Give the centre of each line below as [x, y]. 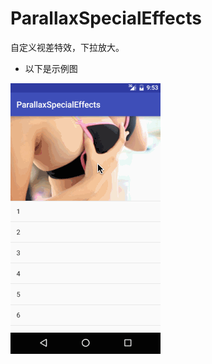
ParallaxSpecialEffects [106, 18]
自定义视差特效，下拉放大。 [67, 47]
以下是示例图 [51, 68]
